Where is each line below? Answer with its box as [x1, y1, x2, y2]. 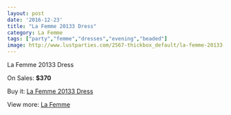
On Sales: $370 [7, 74, 52, 82]
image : [7, 42, 26, 49]
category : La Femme [7, 29, 63, 36]
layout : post [7, 10, 45, 17]
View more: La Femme [7, 101, 71, 108]
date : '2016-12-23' [7, 16, 63, 23]
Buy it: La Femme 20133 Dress [7, 87, 93, 95]
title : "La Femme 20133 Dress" [7, 23, 97, 29]
